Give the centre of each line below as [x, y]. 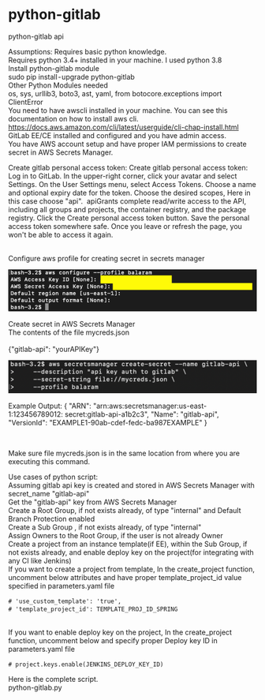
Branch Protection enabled [52, 518]
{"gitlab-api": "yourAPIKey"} [54, 349]
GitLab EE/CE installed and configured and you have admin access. [118, 135]
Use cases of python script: [53, 477]
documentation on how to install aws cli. [73, 118]
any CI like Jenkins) [40, 560]
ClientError [26, 102]
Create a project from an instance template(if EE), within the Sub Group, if [128, 544]
